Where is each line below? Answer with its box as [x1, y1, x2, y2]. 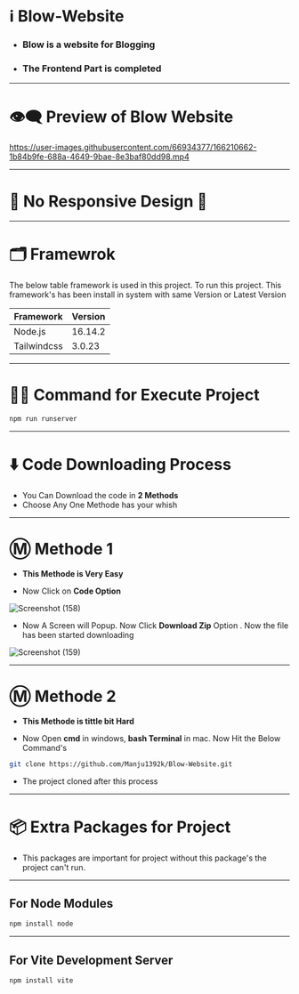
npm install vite [9, 976, 74, 985]
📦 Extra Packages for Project [9, 817, 231, 836]
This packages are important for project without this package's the [21, 853, 267, 863]
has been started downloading [21, 629, 134, 640]
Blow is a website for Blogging [21, 38, 156, 51]
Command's [21, 742, 68, 753]
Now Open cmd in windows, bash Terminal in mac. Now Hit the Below [21, 732, 281, 743]
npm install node [9, 919, 74, 929]
